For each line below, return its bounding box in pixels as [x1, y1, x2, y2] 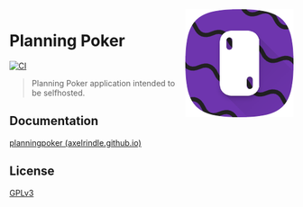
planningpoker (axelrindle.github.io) [9, 137, 142, 148]
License [9, 164, 55, 179]
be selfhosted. [31, 87, 86, 98]
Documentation [9, 113, 99, 129]
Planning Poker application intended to [31, 77, 176, 88]
